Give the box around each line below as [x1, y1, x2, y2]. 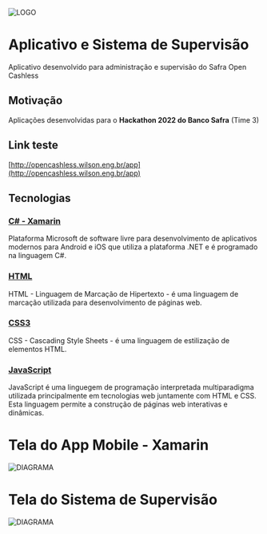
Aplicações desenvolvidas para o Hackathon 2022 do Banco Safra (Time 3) [8, 115, 260, 124]
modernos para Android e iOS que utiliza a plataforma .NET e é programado [8, 242, 258, 252]
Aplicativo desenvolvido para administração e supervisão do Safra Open [8, 62, 247, 71]
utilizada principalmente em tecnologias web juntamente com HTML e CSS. [8, 391, 257, 401]
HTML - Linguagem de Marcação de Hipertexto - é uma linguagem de [8, 289, 239, 298]
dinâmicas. [8, 408, 45, 418]
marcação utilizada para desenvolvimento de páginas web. [8, 297, 202, 307]
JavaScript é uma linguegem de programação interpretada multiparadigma [8, 382, 254, 392]
